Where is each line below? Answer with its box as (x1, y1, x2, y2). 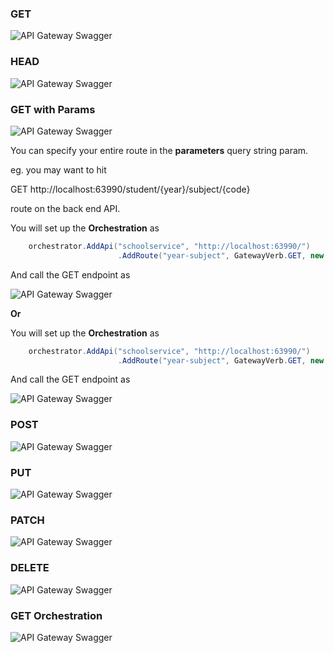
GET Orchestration (10, 608, 103, 622)
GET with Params (10, 102, 96, 116)
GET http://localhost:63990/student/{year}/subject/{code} (10, 183, 251, 195)
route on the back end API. (10, 202, 121, 214)
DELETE (10, 561, 50, 575)
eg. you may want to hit (10, 163, 107, 176)
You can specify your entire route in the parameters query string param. (10, 144, 309, 156)
